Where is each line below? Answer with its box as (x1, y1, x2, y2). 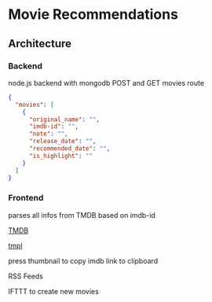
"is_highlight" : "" (28, 152, 93, 160)
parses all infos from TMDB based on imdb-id (8, 210, 155, 219)
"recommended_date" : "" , (28, 145, 111, 153)
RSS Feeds (8, 271, 43, 281)
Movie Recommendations (8, 6, 179, 24)
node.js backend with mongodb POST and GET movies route (8, 78, 205, 87)
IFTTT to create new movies (8, 286, 100, 296)
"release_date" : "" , (28, 138, 97, 145)
